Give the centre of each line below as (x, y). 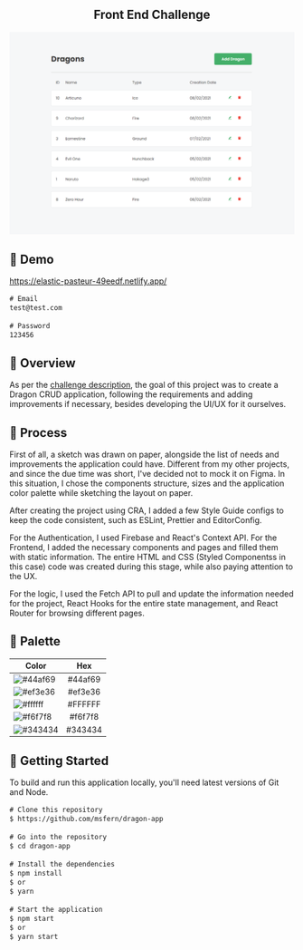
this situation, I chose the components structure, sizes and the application (147, 483)
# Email (24, 299)
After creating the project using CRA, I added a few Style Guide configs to (147, 510)
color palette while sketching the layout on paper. (101, 493)
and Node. (29, 791)
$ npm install (36, 873)
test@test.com (36, 308)
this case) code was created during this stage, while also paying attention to (151, 567)
